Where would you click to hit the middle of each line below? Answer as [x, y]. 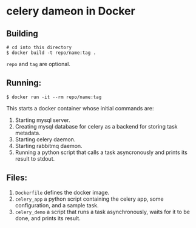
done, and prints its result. [48, 218]
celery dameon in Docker [71, 11]
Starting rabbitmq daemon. [49, 146]
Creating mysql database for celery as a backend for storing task [96, 126]
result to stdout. [35, 158]
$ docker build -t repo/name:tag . [51, 53]
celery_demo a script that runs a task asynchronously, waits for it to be [102, 212]
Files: [17, 178]
